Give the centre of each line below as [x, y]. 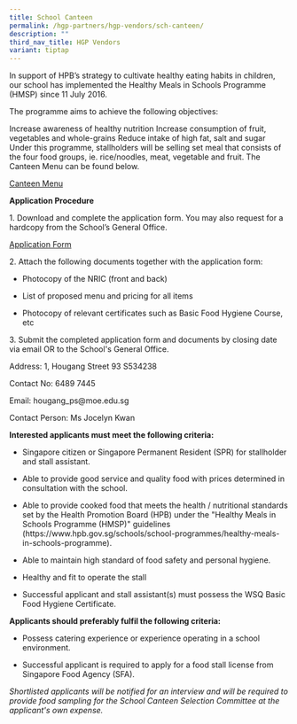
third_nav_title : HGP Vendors [65, 42]
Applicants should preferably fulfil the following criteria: [115, 621]
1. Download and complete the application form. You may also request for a [146, 218]
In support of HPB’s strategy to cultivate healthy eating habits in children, [143, 75]
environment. [46, 648]
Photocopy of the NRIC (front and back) [95, 279]
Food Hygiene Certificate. [69, 604]
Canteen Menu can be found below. [74, 167]
